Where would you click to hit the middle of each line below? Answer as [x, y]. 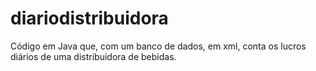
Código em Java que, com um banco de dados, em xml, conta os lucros [158, 46]
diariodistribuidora [89, 18]
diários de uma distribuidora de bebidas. [93, 56]
